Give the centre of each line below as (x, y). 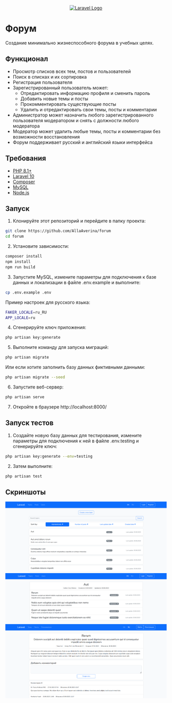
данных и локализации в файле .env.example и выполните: (77, 282)
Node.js (21, 192)
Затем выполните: (33, 466)
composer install (24, 257)
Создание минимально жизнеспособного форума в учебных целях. (80, 43)
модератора (26, 126)
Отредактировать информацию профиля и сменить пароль (85, 93)
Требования (26, 158)
